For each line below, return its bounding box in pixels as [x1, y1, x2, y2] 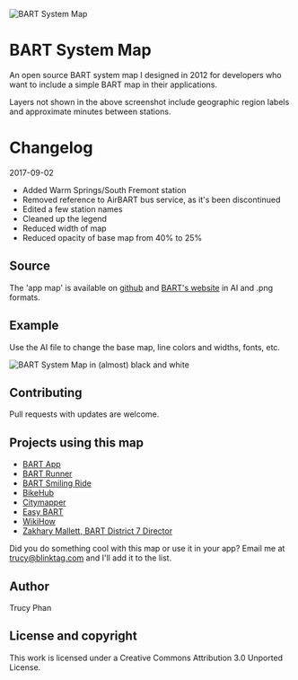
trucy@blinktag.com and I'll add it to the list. [9, 552, 172, 563]
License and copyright [9, 629, 137, 644]
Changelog [9, 137, 93, 158]
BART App [22, 459, 61, 470]
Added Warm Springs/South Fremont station [22, 184, 187, 195]
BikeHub [22, 488, 55, 499]
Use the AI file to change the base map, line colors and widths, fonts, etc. [9, 341, 281, 352]
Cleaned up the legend [22, 213, 108, 224]
